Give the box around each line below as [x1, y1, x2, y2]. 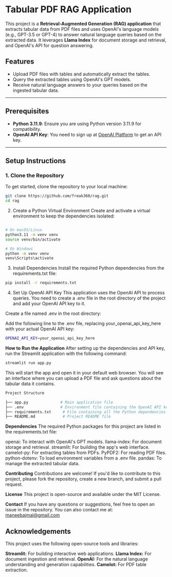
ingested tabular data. [12, 87, 59, 93]
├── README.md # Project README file [5, 414, 111, 419]
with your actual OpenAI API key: [5, 326, 75, 332]
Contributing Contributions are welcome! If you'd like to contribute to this [5, 470, 161, 476]
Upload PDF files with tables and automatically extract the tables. [12, 71, 150, 77]
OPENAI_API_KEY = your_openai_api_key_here [5, 336, 95, 341]
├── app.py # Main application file [5, 400, 114, 405]
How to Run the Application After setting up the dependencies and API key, [5, 345, 165, 351]
